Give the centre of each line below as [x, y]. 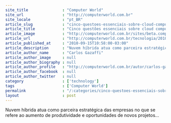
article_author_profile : [35, 67]
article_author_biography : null [41, 62]
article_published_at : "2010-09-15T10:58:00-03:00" [67, 43]
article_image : [35, 34]
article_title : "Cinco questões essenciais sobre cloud [79, 29]
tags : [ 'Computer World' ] [57, 86]
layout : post [41, 95]
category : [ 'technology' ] [52, 81]
